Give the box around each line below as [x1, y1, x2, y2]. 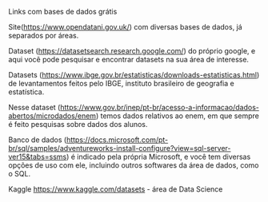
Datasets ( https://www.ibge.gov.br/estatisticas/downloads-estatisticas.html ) [8, 70, 260, 79]
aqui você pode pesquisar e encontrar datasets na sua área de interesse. [8, 55, 250, 64]
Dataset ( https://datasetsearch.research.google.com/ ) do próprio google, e [8, 46, 256, 55]
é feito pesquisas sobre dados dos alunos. [8, 120, 148, 129]
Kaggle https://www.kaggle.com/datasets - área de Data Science [8, 184, 223, 194]
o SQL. [8, 169, 30, 178]
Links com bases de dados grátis [8, 7, 118, 16]
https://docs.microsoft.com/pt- [66, 135, 169, 145]
